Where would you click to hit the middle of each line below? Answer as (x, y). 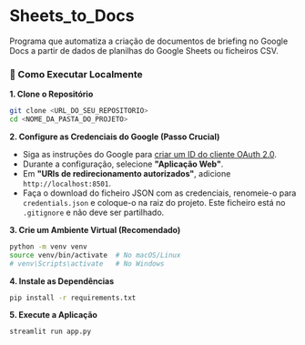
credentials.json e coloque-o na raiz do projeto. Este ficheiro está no (154, 202)
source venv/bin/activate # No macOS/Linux (95, 255)
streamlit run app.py (51, 332)
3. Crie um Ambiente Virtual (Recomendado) (95, 229)
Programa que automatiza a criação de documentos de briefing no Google (149, 41)
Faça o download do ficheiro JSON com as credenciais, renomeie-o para (159, 193)
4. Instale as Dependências (62, 281)
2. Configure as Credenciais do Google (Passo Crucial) (115, 137)
